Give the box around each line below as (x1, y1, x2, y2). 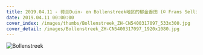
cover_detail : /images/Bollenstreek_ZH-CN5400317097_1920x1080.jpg (6, 25, 180, 32)
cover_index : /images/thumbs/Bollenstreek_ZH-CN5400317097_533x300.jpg (6, 20, 190, 26)
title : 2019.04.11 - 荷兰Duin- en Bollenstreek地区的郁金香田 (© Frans (6, 8, 182, 15)
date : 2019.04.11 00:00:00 (6, 15, 74, 21)
